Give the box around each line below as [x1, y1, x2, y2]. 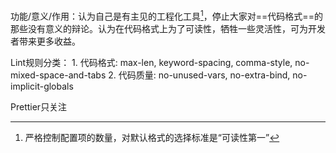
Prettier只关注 [10, 100, 68, 113]
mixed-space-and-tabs [10, 69, 107, 81]
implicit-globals [10, 80, 74, 92]
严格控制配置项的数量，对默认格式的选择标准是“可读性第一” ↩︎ [24, 131, 280, 143]
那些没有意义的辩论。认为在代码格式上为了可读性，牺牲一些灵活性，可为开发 [10, 22, 326, 34]
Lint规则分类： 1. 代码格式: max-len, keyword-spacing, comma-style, [10, 56, 293, 68]
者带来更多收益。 [10, 35, 81, 47]
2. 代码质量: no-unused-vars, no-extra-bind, [108, 69, 291, 81]
